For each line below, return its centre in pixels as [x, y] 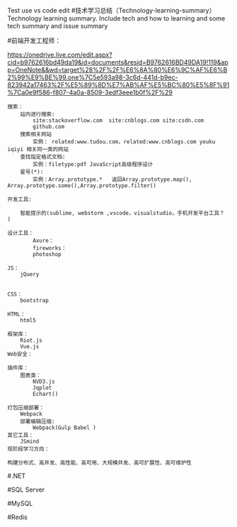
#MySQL [20, 503]
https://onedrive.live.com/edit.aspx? [60, 55]
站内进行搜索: [37, 114]
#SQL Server [26, 489]
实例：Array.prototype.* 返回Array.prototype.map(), [112, 179]
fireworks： [50, 248]
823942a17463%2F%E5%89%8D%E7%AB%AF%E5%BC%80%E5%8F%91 [118, 85]
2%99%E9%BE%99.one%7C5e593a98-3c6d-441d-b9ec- [93, 77]
